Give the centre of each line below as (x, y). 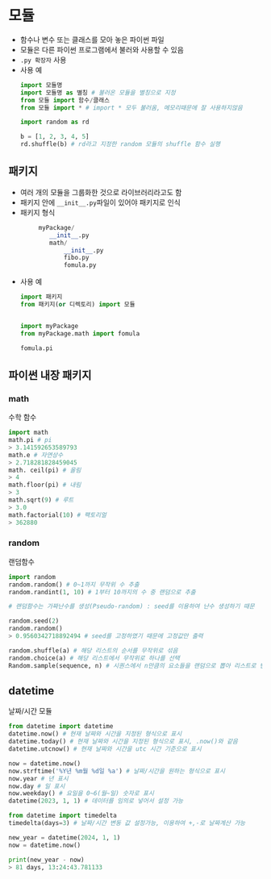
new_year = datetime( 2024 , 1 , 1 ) (65, 837)
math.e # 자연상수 (36, 455)
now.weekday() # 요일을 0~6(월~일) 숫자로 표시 (81, 794)
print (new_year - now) (46, 860)
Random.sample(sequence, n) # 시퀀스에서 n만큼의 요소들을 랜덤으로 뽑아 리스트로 (132, 665)
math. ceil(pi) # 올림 (45, 470)
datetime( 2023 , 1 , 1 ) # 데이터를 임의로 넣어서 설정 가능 (96, 801)
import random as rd (54, 122)
